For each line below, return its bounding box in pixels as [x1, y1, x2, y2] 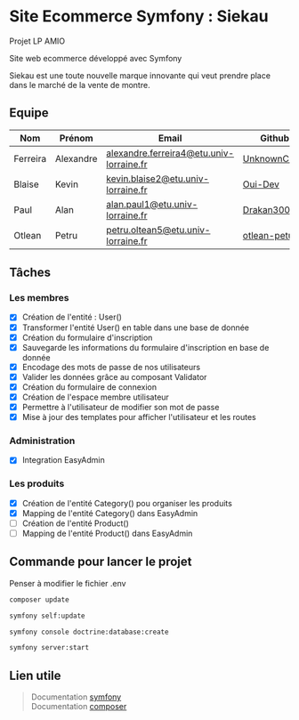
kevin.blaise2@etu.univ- [106, 172, 209, 184]
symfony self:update [9, 611, 86, 620]
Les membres [9, 292, 69, 304]
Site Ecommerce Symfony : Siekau [9, 6, 269, 27]
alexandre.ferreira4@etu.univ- [106, 147, 234, 159]
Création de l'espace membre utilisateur [21, 392, 169, 402]
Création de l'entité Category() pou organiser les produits [21, 498, 233, 508]
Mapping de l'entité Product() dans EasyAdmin [21, 528, 193, 538]
